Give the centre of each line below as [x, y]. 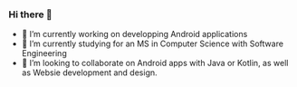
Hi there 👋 [31, 14]
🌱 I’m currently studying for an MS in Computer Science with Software [153, 43]
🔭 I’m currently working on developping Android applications [134, 34]
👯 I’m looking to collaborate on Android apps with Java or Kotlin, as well [155, 63]
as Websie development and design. [89, 72]
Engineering [44, 53]
